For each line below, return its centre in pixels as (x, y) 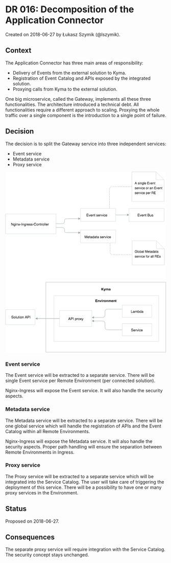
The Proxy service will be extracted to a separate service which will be (80, 476)
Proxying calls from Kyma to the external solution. (65, 89)
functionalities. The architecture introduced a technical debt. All (72, 104)
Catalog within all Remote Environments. (48, 431)
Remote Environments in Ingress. (40, 452)
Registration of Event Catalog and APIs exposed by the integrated (81, 78)
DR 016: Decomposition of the (70, 9)
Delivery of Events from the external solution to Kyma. (69, 73)
